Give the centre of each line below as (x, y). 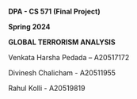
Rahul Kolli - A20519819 (47, 88)
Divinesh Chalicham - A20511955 (62, 73)
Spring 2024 (29, 27)
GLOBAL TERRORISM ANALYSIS (62, 42)
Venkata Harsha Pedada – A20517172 (69, 57)
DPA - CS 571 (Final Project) (54, 11)
